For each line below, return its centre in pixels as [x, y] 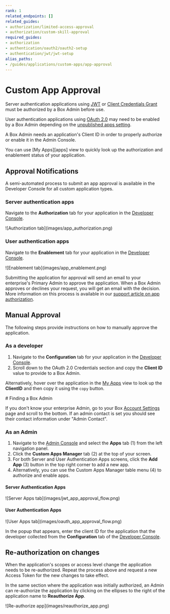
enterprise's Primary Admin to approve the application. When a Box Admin [83, 283]
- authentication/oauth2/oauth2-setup [46, 48]
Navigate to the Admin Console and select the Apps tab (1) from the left [87, 443]
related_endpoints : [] [29, 16]
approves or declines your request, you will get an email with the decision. [83, 288]
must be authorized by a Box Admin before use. [55, 110]
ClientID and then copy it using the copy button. [55, 388]
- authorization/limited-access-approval [50, 27]
